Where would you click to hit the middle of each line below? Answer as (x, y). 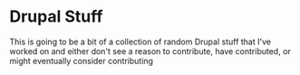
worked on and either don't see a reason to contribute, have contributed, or (150, 51)
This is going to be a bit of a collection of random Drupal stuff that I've (140, 42)
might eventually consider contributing (82, 61)
